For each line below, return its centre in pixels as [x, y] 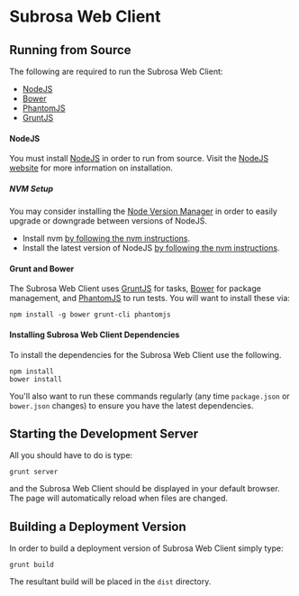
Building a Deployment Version [98, 526]
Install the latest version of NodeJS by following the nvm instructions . [151, 248]
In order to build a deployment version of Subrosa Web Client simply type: [146, 548]
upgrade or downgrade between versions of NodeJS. [108, 221]
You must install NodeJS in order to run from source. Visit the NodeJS [139, 159]
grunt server [34, 472]
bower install [36, 379]
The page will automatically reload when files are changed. [118, 499]
